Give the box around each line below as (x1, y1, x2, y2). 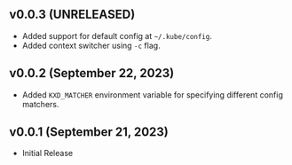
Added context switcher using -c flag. (21, 40, 162, 51)
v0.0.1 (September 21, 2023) (9, 124, 169, 140)
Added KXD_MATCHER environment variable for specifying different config (21, 89, 284, 100)
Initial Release (21, 148, 74, 159)
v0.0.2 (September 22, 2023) (9, 66, 175, 81)
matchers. (21, 98, 59, 109)
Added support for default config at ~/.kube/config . (21, 30, 213, 41)
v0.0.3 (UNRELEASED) (9, 7, 136, 22)
